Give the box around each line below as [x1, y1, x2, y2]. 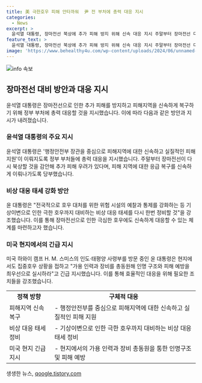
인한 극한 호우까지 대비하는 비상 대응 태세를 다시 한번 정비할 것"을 [32, 209, 185, 216]
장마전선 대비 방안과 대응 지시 [6, 85, 109, 95]
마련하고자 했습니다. [17, 224, 64, 231]
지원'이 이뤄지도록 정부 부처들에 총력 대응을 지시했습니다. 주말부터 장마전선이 [6, 155, 186, 162]
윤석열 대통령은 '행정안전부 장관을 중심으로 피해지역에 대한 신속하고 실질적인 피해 [6, 148, 196, 155]
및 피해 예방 [54, 354, 86, 362]
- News [11, 20, 28, 26]
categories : [6, 14, 36, 20]
